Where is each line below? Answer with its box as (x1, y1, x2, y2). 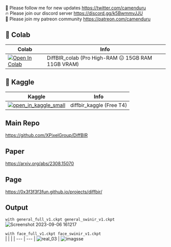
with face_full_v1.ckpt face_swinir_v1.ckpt (5, 231, 101, 236)
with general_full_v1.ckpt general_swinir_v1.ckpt (5, 217, 115, 222)
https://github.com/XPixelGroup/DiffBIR (5, 132, 88, 138)
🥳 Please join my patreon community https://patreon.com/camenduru (5, 16, 151, 22)
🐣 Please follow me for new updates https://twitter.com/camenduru (5, 5, 146, 11)
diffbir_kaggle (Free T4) (70, 102, 127, 109)
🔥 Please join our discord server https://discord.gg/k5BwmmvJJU (5, 10, 144, 16)
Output (5, 203, 28, 212)
